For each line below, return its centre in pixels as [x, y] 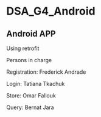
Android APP [31, 34]
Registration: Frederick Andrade [46, 72]
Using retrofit [23, 48]
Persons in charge [29, 60]
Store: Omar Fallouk [31, 95]
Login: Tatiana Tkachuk [36, 84]
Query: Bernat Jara [30, 107]
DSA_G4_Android [51, 11]
